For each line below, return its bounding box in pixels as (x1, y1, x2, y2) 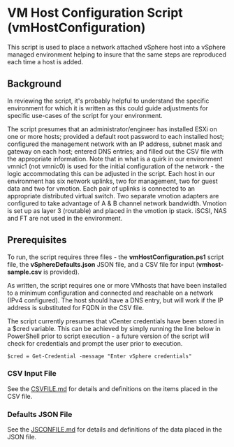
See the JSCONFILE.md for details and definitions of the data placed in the (7, 425, 222, 434)
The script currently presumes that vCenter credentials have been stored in (7, 316, 224, 325)
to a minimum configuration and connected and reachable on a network (7, 288, 214, 297)
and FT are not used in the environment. (7, 214, 123, 222)
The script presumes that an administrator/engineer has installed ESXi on (7, 124, 218, 133)
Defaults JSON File (7, 409, 73, 419)
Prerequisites (7, 234, 67, 246)
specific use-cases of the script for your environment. (7, 111, 163, 119)
